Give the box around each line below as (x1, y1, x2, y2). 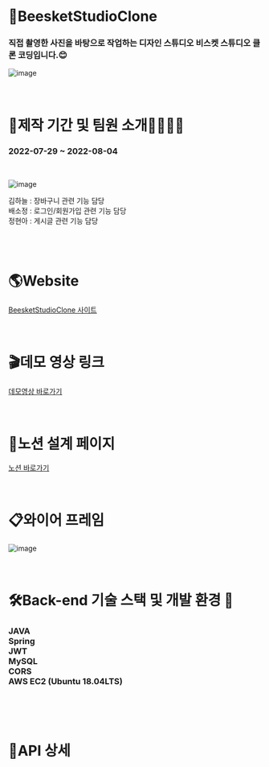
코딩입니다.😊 (17, 50, 67, 61)
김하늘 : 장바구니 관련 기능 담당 (8, 196, 105, 205)
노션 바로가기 (8, 463, 50, 472)
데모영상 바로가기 (8, 386, 63, 396)
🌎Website (8, 272, 79, 291)
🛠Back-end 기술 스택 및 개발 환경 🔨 (8, 591, 234, 609)
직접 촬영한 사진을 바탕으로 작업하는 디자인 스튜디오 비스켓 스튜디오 (8, 38, 251, 49)
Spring (8, 635, 35, 646)
